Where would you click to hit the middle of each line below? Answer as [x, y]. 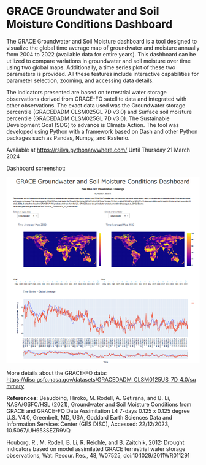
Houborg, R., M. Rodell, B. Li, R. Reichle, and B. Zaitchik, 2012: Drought [95, 442]
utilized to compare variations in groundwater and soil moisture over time [99, 61]
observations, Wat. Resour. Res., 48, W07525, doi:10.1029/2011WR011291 [98, 456]
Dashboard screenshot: [36, 168]
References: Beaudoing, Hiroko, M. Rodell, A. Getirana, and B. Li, [89, 398]
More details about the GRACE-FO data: [57, 373]
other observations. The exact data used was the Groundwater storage [96, 105]
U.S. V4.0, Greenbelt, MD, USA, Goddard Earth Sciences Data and [90, 418]
